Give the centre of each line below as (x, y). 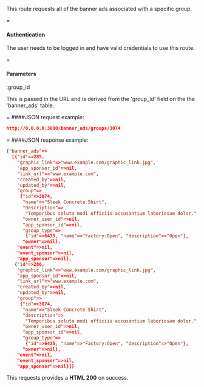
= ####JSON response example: (47, 140)
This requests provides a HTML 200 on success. (67, 378)
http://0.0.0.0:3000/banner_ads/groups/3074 (63, 128)
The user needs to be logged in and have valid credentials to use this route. (101, 48)
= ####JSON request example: (45, 117)
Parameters (21, 74)
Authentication (26, 34)
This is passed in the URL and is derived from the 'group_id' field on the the (101, 99)
